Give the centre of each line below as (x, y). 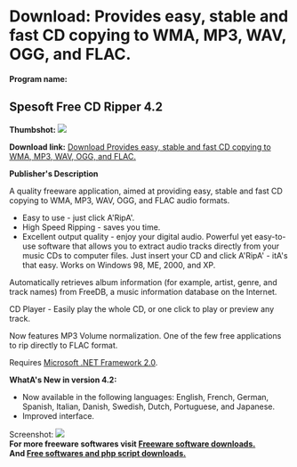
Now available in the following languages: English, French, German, (145, 397)
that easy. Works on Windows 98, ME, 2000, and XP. (119, 265)
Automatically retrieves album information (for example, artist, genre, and (143, 282)
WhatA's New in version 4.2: (63, 380)
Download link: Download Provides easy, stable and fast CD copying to (140, 147)
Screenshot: (32, 434)
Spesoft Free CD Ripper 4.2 (86, 107)
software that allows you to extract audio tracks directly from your (159, 246)
